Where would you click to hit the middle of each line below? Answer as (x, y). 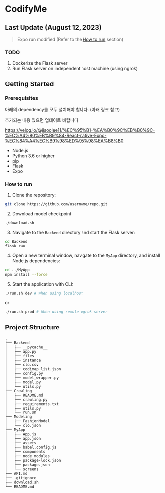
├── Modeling (19, 417)
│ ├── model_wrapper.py (32, 378)
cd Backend (16, 242)
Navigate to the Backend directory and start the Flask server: (74, 233)
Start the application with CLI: (43, 284)
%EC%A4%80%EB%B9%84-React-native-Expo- (56, 135)
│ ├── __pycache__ (27, 347)
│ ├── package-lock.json (33, 461)
